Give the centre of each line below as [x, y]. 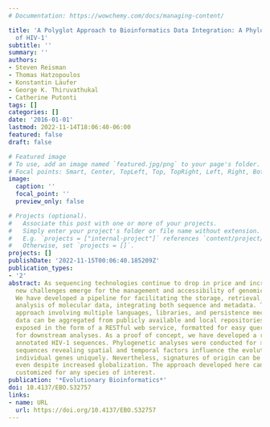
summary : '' [28, 53]
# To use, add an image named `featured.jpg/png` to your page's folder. [135, 164]
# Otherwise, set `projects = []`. [72, 246]
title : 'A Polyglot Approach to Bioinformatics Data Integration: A [125, 30]
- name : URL [28, 402]
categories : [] [34, 112]
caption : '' [36, 187]
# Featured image [37, 157]
